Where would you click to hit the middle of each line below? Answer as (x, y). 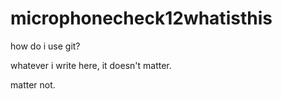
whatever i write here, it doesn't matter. (91, 65)
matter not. (33, 84)
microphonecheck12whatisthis (141, 18)
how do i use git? (45, 46)
